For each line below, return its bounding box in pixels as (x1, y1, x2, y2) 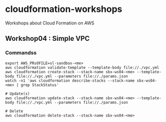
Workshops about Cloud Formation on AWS (5, 20, 95, 26)
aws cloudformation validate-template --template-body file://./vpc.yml (5, 65, 160, 70)
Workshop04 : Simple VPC (5, 34, 90, 43)
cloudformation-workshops (5, 3, 123, 15)
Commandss (5, 49, 37, 56)
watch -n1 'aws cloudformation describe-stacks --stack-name (5, 78, 135, 83)
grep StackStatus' (20, 82, 59, 88)
